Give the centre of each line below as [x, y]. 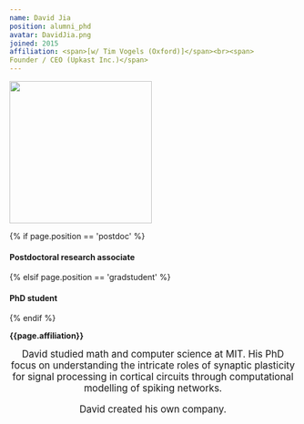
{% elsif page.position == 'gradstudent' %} [90, 278]
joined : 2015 [34, 43]
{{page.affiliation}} [46, 336]
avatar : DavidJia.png [51, 35]
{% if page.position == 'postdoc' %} [77, 236]
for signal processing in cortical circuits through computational [153, 377]
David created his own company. [153, 409]
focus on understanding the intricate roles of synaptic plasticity [153, 366]
